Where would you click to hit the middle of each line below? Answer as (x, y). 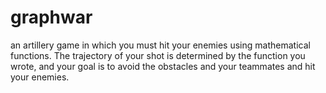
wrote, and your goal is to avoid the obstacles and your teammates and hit (163, 66)
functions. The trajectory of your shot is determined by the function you (158, 55)
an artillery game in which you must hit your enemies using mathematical (160, 45)
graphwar (51, 17)
